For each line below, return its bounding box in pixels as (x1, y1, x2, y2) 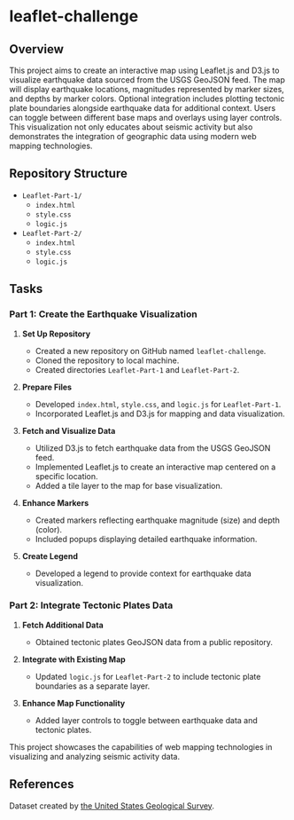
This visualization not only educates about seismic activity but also (9, 122, 253, 132)
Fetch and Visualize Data (21, 425, 116, 436)
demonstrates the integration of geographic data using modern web (9, 131, 257, 141)
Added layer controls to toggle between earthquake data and (35, 714, 259, 725)
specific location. (35, 470, 99, 481)
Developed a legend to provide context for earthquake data (35, 568, 252, 579)
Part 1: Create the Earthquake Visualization (9, 308, 197, 320)
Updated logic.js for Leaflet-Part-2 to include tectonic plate (35, 671, 261, 682)
